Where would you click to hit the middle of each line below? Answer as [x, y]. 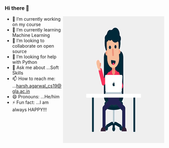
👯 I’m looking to [28, 41]
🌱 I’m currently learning [36, 30]
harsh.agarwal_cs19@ [39, 86]
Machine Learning [31, 35]
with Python [25, 62]
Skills [18, 73]
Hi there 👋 [17, 8]
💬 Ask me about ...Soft [35, 67]
